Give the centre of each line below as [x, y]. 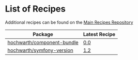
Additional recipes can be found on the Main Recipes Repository [69, 22]
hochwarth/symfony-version [40, 50]
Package [43, 34]
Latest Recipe [99, 34]
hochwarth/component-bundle [43, 42]
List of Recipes [35, 9]
